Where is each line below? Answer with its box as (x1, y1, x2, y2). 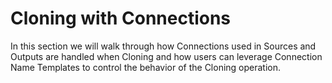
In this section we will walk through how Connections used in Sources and (10, 40, 317, 52)
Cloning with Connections (10, 7, 232, 30)
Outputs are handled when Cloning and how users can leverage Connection (10, 50, 323, 62)
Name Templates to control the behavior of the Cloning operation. (10, 61, 282, 73)
